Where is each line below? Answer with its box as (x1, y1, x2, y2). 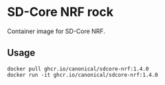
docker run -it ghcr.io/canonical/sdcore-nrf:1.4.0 (7, 71, 158, 78)
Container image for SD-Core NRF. (7, 27, 105, 35)
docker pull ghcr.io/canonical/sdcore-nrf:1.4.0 (7, 65, 149, 73)
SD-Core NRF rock (7, 4, 113, 20)
